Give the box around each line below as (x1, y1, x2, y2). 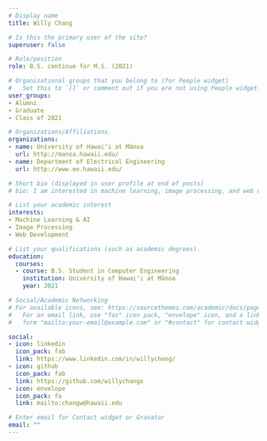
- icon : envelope (8, 385, 66, 393)
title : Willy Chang (8, 19, 73, 27)
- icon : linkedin (8, 340, 66, 348)
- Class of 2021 (8, 114, 62, 122)
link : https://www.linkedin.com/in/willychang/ (15, 355, 176, 363)
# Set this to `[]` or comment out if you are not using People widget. (8, 84, 261, 92)
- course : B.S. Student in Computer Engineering (15, 267, 180, 275)
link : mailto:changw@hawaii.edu (15, 399, 123, 408)
